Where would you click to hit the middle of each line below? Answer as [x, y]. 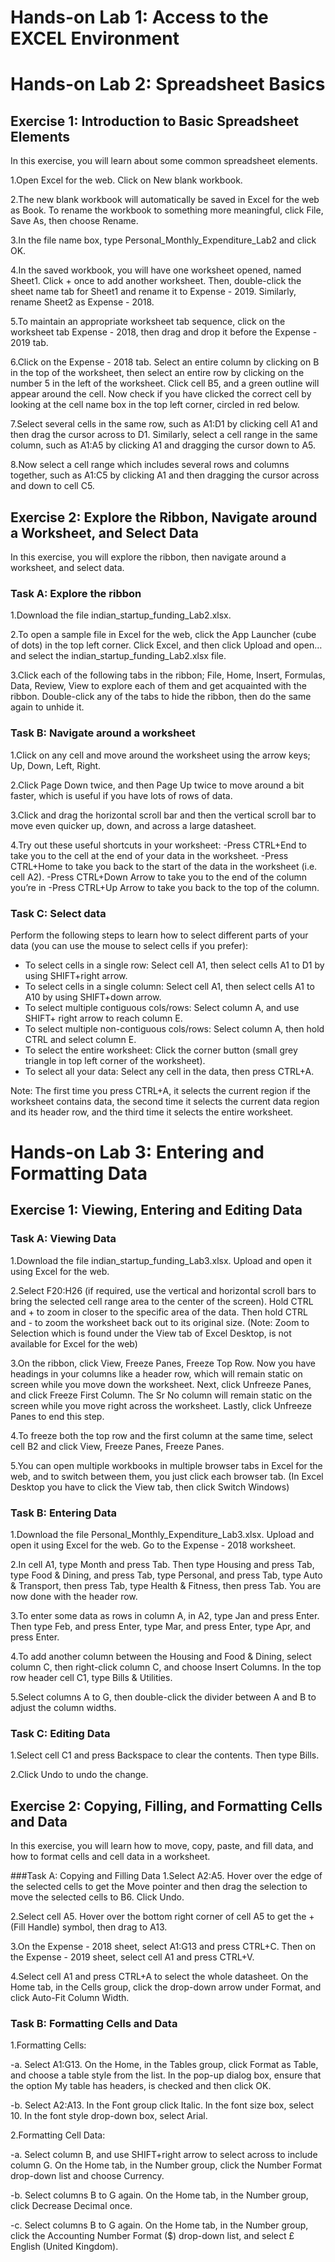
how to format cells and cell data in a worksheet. [110, 1857]
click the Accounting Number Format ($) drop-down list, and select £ [152, 2236]
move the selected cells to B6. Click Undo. [97, 1897]
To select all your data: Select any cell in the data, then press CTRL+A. [169, 1071]
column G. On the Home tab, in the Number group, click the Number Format [166, 2165]
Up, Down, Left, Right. [56, 765]
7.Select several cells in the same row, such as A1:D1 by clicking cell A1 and [164, 424]
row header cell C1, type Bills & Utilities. [91, 1678]
